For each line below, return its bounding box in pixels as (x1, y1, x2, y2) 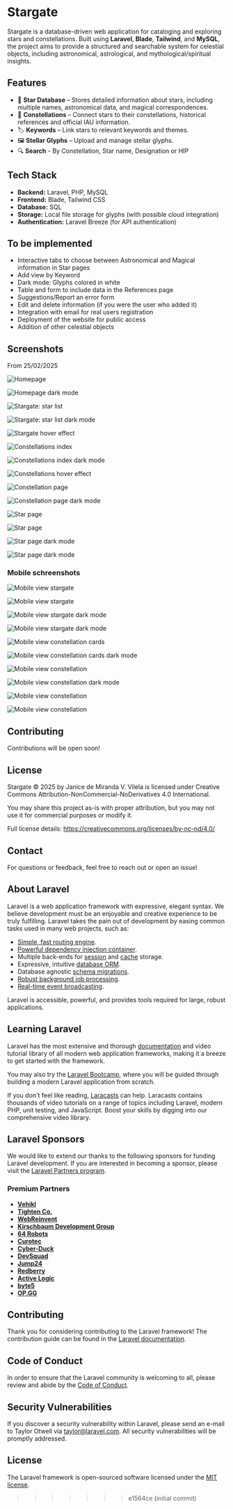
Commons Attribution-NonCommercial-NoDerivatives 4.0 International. (7, 790, 211, 799)
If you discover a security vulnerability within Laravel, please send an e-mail (7, 1420, 225, 1428)
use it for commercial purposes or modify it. (7, 811, 134, 820)
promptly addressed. (7, 1434, 67, 1443)
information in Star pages (17, 263, 90, 272)
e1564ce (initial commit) (128, 1494, 197, 1502)
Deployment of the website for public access (17, 315, 146, 324)
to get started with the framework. (7, 1057, 106, 1065)
